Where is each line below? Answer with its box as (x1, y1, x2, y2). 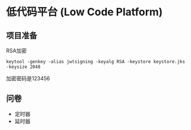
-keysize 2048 (6, 64, 41, 70)
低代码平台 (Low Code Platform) (6, 5, 163, 19)
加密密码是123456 (6, 75, 50, 82)
